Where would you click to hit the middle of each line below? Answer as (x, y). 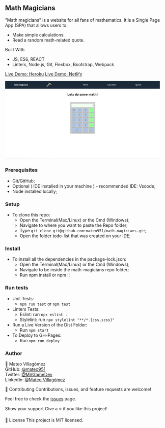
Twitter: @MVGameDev (29, 375)
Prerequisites (21, 170)
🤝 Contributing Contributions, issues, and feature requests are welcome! (78, 390)
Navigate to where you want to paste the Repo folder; (74, 225)
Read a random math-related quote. (48, 40)
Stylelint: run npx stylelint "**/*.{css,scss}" (67, 320)
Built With (15, 49)
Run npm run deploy (40, 340)
